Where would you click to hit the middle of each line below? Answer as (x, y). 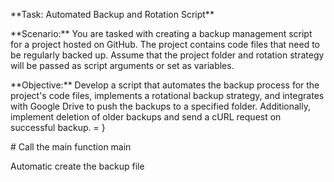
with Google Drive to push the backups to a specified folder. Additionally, (160, 106)
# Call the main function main (71, 147)
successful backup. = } (58, 127)
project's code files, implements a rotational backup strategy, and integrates (167, 95)
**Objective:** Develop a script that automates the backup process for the (165, 85)
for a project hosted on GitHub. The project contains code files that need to (165, 44)
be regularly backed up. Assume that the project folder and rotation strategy (167, 55)
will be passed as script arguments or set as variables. (122, 65)
